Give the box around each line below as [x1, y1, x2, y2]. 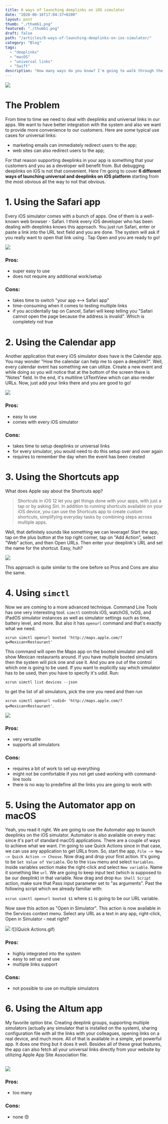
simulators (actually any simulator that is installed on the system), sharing [5, 1025, 157, 1031]
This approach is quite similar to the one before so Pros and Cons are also [5, 564, 158, 570]
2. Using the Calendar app [5, 336, 116, 348]
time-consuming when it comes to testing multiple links [12, 303, 127, 309]
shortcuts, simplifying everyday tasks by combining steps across [17, 514, 152, 520]
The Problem [5, 99, 60, 111]
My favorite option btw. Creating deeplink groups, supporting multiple [5, 1020, 150, 1026]
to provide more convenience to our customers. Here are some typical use [5, 127, 159, 133]
